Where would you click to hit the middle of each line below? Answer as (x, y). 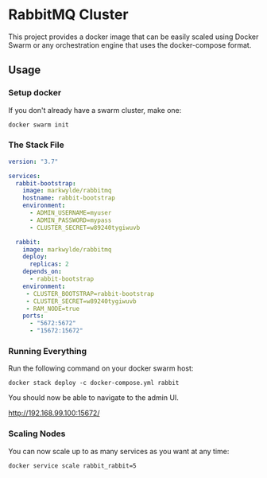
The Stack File (37, 145)
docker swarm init (39, 125)
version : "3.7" (33, 161)
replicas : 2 (49, 264)
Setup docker (35, 93)
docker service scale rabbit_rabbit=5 (72, 466)
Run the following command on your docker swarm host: (101, 368)
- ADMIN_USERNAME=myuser (70, 213)
